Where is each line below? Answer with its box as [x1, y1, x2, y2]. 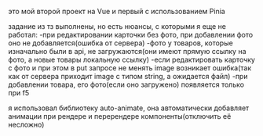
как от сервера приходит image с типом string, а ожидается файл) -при [8, 72, 248, 81]
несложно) [8, 120, 45, 129]
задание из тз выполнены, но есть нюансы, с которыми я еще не [8, 22, 226, 30]
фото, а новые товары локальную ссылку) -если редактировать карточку [8, 55, 255, 64]
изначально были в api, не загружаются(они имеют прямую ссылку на [8, 47, 247, 55]
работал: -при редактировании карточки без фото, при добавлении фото [8, 30, 254, 39]
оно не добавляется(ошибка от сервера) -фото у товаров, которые [8, 38, 233, 48]
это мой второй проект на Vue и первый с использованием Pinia [8, 7, 225, 16]
